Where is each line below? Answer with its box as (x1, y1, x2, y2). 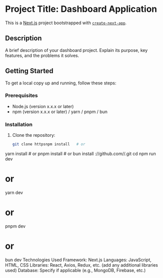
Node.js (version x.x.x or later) (12, 103, 74, 109)
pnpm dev (5, 223, 26, 229)
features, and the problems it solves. (5, 52, 80, 58)
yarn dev (5, 189, 23, 196)
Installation (5, 121, 33, 128)
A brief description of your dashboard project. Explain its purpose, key (5, 47, 148, 53)
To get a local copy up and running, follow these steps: (5, 80, 117, 86)
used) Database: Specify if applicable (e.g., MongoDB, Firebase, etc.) (5, 267, 146, 273)
